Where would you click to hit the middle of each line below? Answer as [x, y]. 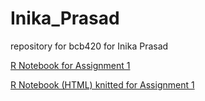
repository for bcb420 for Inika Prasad [89, 46]
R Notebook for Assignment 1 [70, 65]
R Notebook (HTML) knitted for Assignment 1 [102, 84]
